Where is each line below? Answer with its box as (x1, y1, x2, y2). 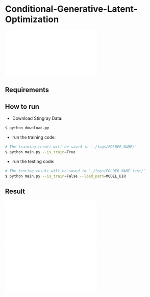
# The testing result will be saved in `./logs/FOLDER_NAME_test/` (5, 168, 146, 173)
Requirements (5, 86, 49, 94)
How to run (5, 102, 40, 111)
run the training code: (12, 135, 56, 140)
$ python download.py (5, 126, 50, 131)
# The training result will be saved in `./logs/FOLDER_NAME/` (5, 144, 137, 150)
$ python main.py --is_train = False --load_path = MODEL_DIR (5, 174, 126, 179)
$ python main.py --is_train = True (5, 149, 76, 155)
